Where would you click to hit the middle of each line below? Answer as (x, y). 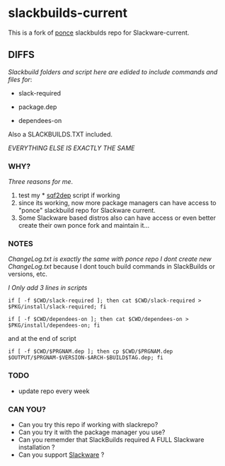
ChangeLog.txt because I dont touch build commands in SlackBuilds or (111, 267)
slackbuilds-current (68, 13)
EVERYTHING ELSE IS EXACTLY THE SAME (71, 148)
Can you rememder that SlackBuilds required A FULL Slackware (111, 439)
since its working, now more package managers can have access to (117, 203)
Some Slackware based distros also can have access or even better (117, 218)
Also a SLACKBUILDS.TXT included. (60, 134)
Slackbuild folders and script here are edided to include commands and (113, 71)
